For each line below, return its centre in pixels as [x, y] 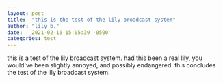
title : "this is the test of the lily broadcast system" [91, 20]
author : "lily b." [33, 26]
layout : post [26, 13]
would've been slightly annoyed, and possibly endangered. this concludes [112, 65]
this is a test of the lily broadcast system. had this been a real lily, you [105, 58]
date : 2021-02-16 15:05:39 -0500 [58, 32]
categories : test [32, 39]
